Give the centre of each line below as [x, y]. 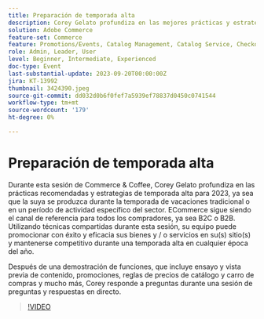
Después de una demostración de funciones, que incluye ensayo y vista [125, 266]
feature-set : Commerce [45, 37]
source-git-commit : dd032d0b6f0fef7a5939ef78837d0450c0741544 [112, 96]
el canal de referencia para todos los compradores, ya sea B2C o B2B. [122, 218]
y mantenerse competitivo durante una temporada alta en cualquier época [128, 243]
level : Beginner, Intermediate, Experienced [82, 60]
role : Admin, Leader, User [52, 52]
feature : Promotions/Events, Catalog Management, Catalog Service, [121, 45]
